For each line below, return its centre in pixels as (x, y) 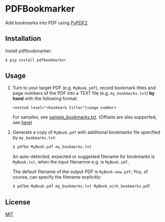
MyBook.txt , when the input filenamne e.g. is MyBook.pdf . (71, 162)
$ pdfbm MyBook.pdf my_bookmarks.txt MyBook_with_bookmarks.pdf (81, 186)
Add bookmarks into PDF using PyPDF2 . (47, 23)
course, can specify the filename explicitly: (57, 177)
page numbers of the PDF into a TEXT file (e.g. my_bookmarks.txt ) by (84, 93)
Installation (23, 39)
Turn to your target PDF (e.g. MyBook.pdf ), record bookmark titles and (84, 88)
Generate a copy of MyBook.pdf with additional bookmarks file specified (86, 132)
